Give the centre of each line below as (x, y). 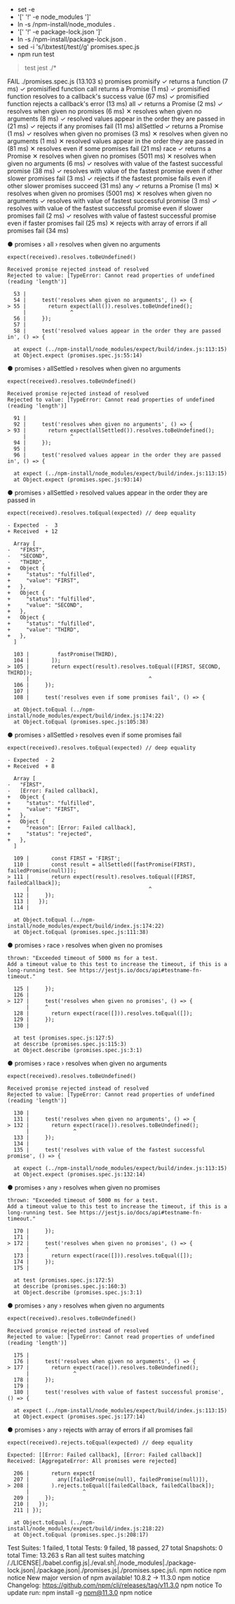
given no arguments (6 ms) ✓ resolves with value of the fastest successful (115, 163)
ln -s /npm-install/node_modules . (66, 24)
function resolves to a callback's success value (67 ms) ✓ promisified (108, 96)
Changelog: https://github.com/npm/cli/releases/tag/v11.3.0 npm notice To (115, 1585)
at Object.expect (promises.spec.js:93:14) (78, 480)
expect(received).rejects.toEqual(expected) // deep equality (100, 1442)
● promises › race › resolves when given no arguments (87, 1063)
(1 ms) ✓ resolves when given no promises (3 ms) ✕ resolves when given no (117, 133)
